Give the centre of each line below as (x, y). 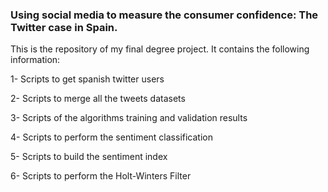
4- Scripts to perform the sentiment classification (111, 137)
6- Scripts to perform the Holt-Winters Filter (101, 176)
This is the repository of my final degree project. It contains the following (160, 49)
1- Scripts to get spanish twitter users (87, 79)
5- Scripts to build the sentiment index (89, 157)
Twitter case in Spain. (64, 27)
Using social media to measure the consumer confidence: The (164, 15)
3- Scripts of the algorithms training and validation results (129, 118)
